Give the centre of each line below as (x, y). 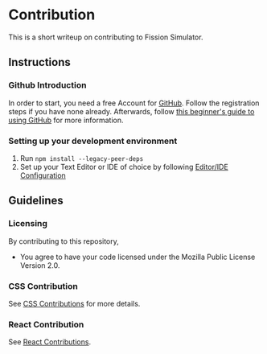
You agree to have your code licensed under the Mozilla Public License (138, 257)
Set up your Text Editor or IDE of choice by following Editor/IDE (124, 167)
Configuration (43, 175)
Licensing (28, 224)
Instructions (39, 62)
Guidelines (36, 201)
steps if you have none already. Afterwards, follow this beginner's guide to (131, 111)
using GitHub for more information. (66, 120)
